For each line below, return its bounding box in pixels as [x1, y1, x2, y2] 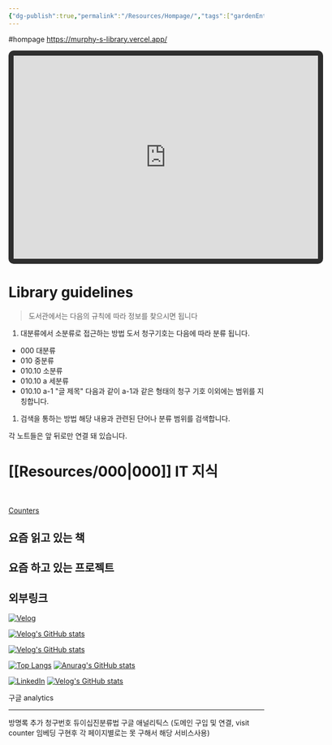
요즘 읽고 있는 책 [8, 531, 85, 544]
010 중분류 [19, 355, 54, 366]
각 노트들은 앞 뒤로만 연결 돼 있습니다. [8, 431, 127, 440]
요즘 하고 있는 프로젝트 [8, 561, 115, 575]
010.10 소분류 [19, 366, 63, 375]
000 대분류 [19, 345, 56, 355]
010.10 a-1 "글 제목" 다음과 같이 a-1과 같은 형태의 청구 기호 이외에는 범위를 [19, 386, 256, 396]
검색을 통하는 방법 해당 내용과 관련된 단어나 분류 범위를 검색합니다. [19, 414, 231, 423]
